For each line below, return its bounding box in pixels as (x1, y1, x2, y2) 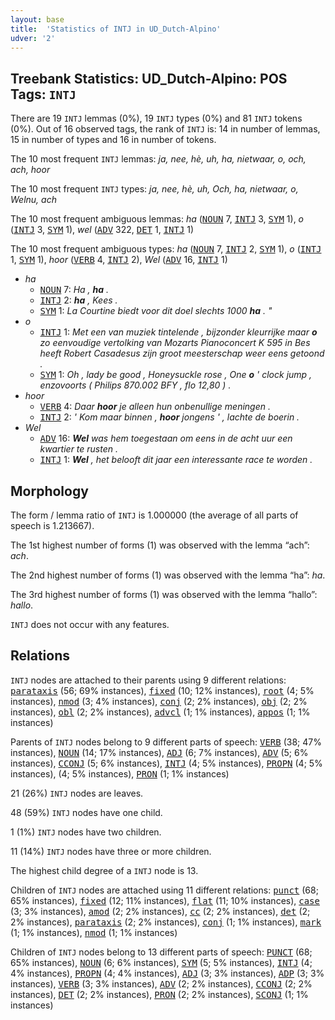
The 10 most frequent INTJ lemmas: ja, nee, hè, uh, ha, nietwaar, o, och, (10, 153, 307, 165)
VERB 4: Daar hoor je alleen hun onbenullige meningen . (39, 401, 271, 413)
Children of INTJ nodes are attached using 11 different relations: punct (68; (10, 884, 319, 896)
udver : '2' (10, 33, 56, 43)
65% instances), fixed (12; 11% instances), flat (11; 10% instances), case (10, 894, 320, 906)
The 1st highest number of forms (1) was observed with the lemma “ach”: (10, 539, 310, 551)
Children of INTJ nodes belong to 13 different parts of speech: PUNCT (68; (10, 946, 313, 958)
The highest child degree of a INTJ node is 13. (10, 864, 199, 876)
